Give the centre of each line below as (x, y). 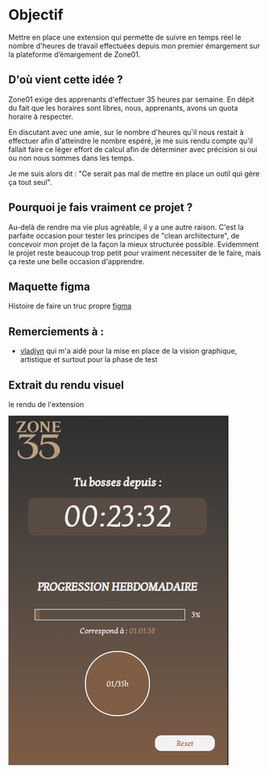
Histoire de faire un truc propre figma (70, 306)
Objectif (36, 15)
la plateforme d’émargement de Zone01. (74, 54)
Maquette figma (49, 286)
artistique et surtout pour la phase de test (89, 360)
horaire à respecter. (41, 116)
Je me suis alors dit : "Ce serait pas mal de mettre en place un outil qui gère (134, 173)
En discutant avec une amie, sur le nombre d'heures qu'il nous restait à (126, 132)
